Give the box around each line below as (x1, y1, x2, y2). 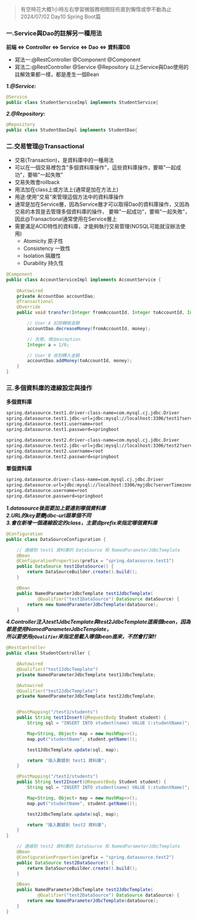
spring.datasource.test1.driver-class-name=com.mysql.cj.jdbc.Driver (6, 410, 180, 416)
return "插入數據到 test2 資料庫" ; (27, 822, 107, 828)
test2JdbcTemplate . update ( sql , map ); (27, 811, 119, 817)
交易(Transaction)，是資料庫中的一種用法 (14, 157, 114, 164)
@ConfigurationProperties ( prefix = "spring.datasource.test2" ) (16, 854, 175, 860)
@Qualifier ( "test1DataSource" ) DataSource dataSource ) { (37, 596, 180, 602)
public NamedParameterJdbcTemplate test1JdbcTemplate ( (16, 590, 154, 596)
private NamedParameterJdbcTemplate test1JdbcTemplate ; (16, 672, 157, 677)
